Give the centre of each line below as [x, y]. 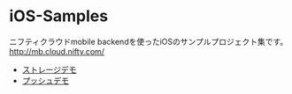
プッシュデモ [45, 80]
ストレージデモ [49, 69]
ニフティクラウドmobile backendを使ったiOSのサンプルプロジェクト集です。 [149, 41]
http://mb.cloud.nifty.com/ [57, 51]
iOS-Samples [59, 16]
